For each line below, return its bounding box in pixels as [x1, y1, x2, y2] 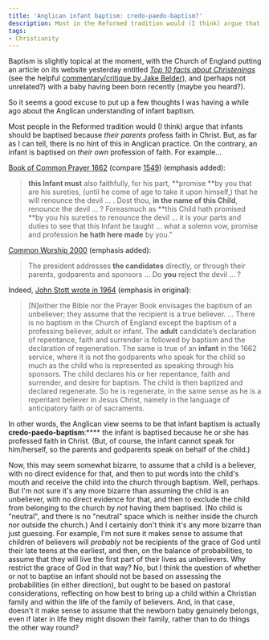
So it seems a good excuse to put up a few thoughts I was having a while [8, 97, 249, 107]
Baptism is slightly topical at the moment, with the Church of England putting [8, 56, 262, 66]
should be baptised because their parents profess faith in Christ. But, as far [8, 130, 258, 140]
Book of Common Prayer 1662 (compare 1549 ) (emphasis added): [8, 163, 226, 173]
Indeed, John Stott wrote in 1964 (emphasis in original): [8, 285, 191, 295]
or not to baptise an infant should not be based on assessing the [8, 572, 222, 581]
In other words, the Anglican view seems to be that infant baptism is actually [8, 419, 261, 429]
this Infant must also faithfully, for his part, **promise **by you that [27, 179, 252, 188]
